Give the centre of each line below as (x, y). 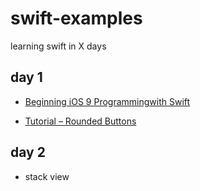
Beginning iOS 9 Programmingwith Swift (107, 101)
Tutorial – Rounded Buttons (80, 121)
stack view (47, 176)
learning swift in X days (58, 46)
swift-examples (76, 18)
